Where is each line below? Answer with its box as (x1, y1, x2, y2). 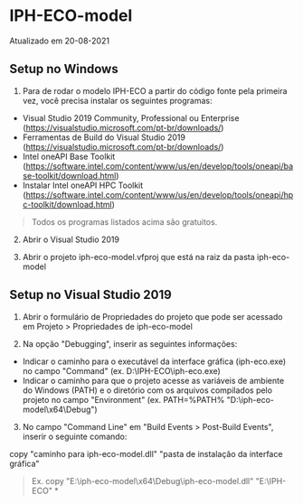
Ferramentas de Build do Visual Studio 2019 (22, 132, 185, 143)
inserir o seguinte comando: (22, 431, 128, 442)
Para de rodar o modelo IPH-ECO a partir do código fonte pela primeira (22, 85, 288, 96)
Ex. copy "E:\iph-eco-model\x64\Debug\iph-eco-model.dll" (31, 475, 254, 486)
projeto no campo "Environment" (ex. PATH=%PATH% (22, 394, 225, 405)
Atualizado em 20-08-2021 (9, 35, 110, 46)
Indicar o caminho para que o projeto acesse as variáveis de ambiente (22, 375, 285, 386)
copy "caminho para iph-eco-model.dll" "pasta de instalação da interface (9, 448, 283, 459)
